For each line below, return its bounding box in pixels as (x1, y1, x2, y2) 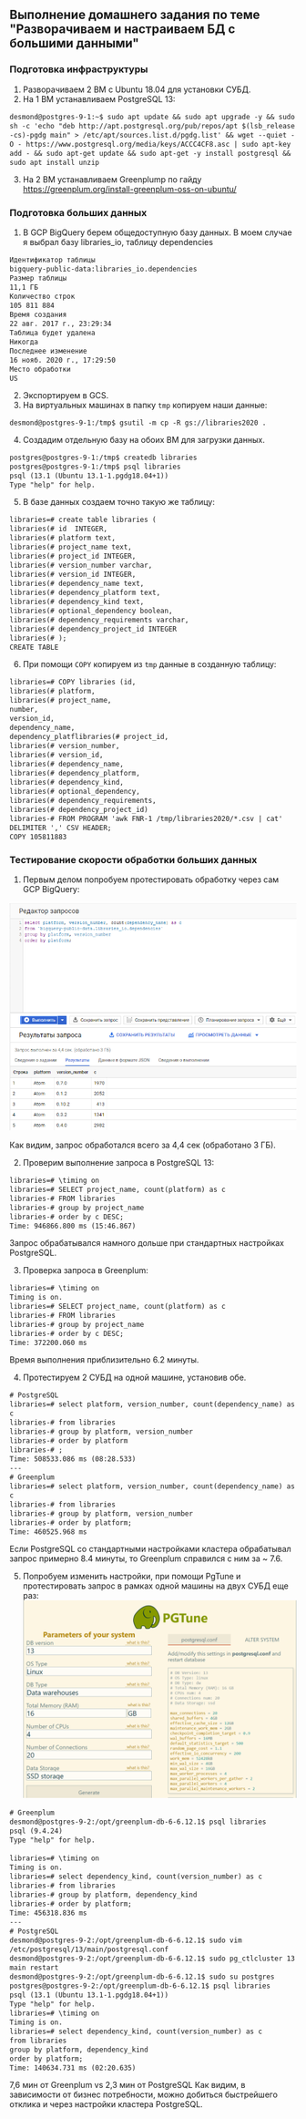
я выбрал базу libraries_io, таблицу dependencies (22, 236, 214, 247)
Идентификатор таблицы (9, 255, 96, 264)
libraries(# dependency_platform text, (9, 588, 161, 597)
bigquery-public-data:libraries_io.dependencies (9, 264, 198, 273)
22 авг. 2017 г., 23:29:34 (9, 319, 112, 328)
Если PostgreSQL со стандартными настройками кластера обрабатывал (9, 1544, 291, 1555)
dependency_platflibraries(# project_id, (9, 732, 169, 741)
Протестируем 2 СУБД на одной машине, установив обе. (22, 1372, 247, 1384)
